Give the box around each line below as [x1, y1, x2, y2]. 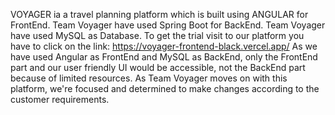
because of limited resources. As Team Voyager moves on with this [10, 72, 288, 84]
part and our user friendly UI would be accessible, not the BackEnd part [10, 62, 306, 73]
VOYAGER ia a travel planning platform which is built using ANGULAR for [10, 9, 309, 20]
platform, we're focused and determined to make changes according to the [10, 83, 320, 94]
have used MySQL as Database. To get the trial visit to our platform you [10, 30, 305, 41]
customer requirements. [10, 94, 110, 105]
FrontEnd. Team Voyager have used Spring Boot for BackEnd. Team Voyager [10, 19, 326, 31]
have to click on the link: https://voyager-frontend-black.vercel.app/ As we [10, 40, 318, 52]
